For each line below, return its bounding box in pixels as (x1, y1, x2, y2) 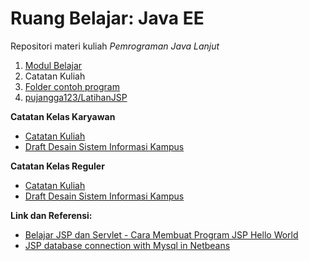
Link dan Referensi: (10, 209, 93, 221)
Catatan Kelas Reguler (10, 160, 105, 172)
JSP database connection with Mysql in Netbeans (24, 239, 231, 251)
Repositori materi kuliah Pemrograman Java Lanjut (10, 40, 220, 52)
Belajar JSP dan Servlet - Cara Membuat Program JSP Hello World (24, 228, 299, 241)
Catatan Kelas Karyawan (10, 110, 116, 122)
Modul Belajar (24, 59, 83, 71)
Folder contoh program (24, 80, 120, 92)
